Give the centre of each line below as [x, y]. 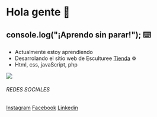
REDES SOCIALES [28, 89]
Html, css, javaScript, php [46, 64]
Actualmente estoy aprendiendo [54, 52]
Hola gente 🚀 [38, 12]
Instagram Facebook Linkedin [42, 108]
